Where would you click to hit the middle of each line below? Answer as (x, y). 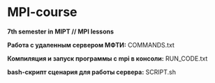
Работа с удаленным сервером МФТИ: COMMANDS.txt (91, 45)
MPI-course (43, 12)
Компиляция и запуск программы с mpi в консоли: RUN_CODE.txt (107, 58)
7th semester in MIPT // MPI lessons (60, 31)
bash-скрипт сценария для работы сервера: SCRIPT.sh (92, 72)
